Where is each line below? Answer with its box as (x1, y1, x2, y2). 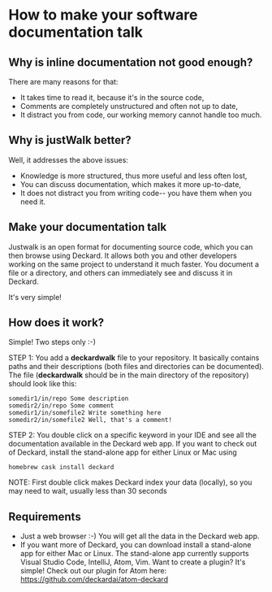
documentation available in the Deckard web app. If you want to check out (8, 439, 257, 449)
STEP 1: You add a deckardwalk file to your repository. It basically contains (8, 353, 260, 363)
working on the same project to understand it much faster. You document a (8, 259, 260, 269)
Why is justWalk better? (8, 133, 132, 147)
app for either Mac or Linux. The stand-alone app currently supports (19, 549, 249, 559)
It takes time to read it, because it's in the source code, (19, 93, 205, 102)
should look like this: (8, 379, 77, 389)
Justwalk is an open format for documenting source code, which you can (8, 242, 253, 251)
